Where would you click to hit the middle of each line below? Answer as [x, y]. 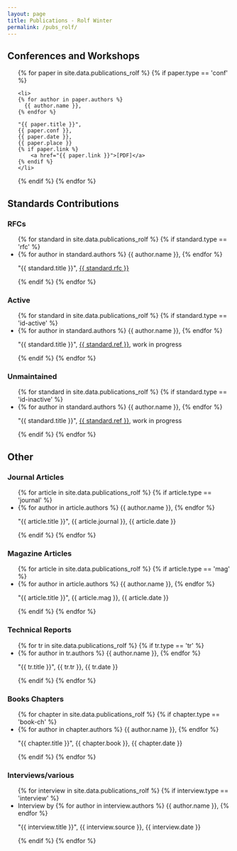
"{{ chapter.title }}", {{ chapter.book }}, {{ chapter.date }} [100, 743]
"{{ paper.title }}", [49, 125]
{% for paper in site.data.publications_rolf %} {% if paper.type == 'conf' [123, 73]
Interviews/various [41, 775]
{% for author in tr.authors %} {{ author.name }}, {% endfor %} [109, 653]
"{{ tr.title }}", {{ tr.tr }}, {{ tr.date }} [68, 666]
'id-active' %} [38, 323]
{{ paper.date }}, [45, 137]
